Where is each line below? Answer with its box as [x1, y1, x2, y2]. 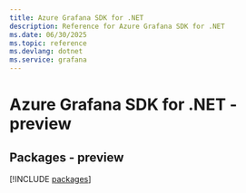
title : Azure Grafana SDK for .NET [9, 13, 144, 23]
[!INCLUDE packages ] [9, 174, 92, 184]
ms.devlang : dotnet [9, 47, 84, 56]
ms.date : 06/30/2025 [9, 30, 88, 39]
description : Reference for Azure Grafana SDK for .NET [9, 22, 225, 31]
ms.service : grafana [9, 55, 88, 64]
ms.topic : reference [9, 38, 88, 48]
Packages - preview [9, 150, 124, 165]
